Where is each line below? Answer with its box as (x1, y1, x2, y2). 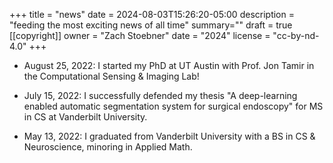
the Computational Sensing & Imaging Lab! (23, 70, 200, 82)
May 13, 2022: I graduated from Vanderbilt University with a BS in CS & (23, 130, 316, 142)
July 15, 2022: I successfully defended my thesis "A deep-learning (23, 90, 298, 101)
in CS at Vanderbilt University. (23, 111, 148, 123)
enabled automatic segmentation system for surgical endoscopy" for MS (23, 100, 324, 112)
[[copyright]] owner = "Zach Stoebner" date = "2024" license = (9, 30, 271, 41)
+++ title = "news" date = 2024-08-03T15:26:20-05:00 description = (9, 9, 295, 20)
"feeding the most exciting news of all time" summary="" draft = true (9, 19, 293, 31)
